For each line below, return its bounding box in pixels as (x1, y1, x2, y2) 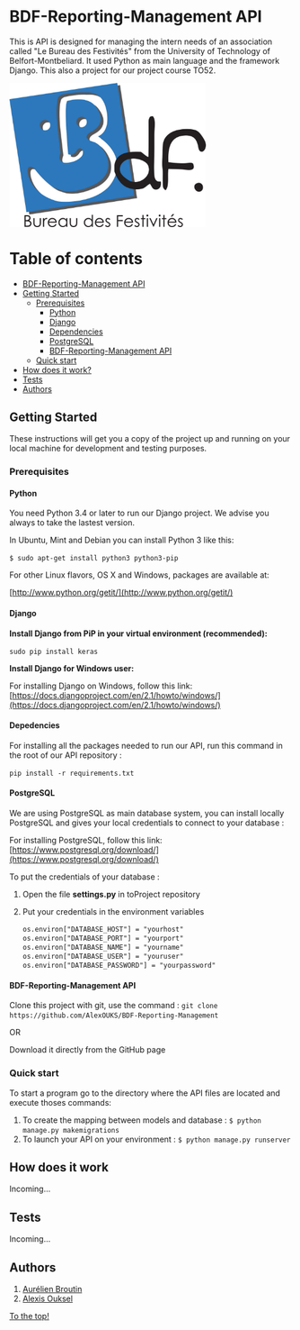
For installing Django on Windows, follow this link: (9, 680, 193, 691)
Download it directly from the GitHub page (9, 1044, 166, 1055)
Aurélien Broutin (22, 1284, 83, 1295)
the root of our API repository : (9, 750, 123, 761)
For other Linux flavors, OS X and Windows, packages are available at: (9, 569, 269, 580)
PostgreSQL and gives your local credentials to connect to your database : (9, 817, 285, 828)
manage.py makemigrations (22, 1125, 119, 1134)
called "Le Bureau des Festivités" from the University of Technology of (9, 45, 271, 56)
